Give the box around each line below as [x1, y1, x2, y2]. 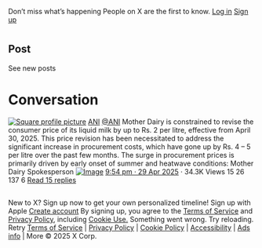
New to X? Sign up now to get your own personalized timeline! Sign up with [8, 198, 251, 207]
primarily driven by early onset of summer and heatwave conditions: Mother [8, 159, 254, 168]
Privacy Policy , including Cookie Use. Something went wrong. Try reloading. [8, 214, 254, 224]
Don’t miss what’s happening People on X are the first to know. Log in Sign [8, 7, 249, 16]
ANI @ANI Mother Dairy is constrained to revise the [87, 117, 254, 126]
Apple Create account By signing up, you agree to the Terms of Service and [8, 206, 253, 215]
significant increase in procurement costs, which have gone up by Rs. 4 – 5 [8, 141, 251, 151]
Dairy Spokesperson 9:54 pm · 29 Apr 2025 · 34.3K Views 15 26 [8, 166, 245, 176]
